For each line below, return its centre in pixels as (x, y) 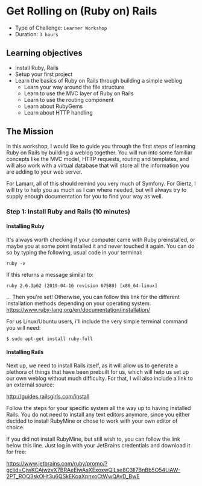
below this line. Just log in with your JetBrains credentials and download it (98, 445)
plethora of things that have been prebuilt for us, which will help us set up (98, 371)
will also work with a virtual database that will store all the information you (98, 165)
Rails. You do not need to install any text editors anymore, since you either (98, 414)
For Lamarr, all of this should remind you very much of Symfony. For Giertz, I (101, 183)
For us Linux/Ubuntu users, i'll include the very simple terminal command (97, 321)
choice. (16, 427)
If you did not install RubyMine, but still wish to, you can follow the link (93, 439)
